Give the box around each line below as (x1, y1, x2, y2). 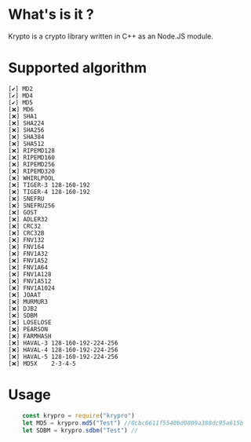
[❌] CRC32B (8, 229, 45, 237)
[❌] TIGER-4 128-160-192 (8, 188, 90, 195)
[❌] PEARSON (8, 325, 49, 333)
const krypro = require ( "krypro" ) (22, 411, 135, 419)
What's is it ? (8, 5, 94, 24)
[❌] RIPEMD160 (8, 153, 55, 162)
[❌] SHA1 (8, 112, 38, 120)
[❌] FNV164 (8, 243, 45, 250)
